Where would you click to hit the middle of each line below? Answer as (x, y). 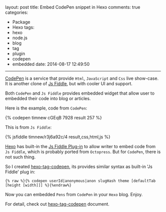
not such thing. (21, 157)
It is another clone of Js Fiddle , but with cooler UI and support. (69, 83)
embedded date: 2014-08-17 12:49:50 (51, 64)
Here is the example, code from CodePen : (46, 108)
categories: (17, 12)
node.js (20, 38)
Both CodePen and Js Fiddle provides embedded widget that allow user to (80, 93)
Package (21, 22)
